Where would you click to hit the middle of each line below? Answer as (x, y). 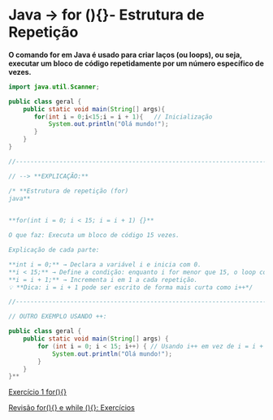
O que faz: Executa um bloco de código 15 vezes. (94, 236)
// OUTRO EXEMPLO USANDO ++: (58, 317)
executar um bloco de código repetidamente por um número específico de (136, 63)
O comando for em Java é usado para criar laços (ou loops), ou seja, (125, 54)
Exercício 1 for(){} (38, 392)
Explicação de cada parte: (54, 250)
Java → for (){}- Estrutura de (106, 15)
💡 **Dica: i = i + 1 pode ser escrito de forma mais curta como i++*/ (131, 287)
